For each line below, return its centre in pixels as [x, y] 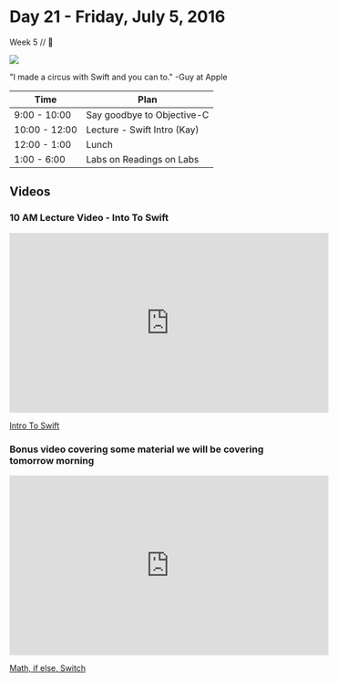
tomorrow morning [52, 460]
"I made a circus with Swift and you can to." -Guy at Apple [118, 77]
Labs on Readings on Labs [143, 159]
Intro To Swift [35, 425]
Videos [30, 192]
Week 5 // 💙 [31, 42]
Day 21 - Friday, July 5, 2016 [118, 17]
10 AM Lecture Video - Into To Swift [89, 218]
